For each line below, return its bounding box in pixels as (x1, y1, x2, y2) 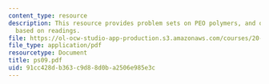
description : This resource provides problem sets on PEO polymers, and (8, 19, 256, 27)
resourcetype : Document (8, 49, 88, 57)
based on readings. (15, 26, 81, 34)
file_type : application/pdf (8, 42, 102, 50)
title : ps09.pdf (8, 57, 62, 65)
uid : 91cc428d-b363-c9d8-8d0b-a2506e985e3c (8, 64, 156, 72)
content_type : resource (8, 11, 88, 20)
